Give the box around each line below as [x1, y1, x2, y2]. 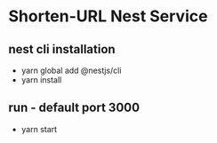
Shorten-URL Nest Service [8, 6, 208, 27]
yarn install [20, 75, 62, 85]
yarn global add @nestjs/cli [20, 65, 122, 75]
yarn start [20, 123, 58, 134]
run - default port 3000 [8, 100, 140, 115]
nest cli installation [8, 42, 117, 57]
